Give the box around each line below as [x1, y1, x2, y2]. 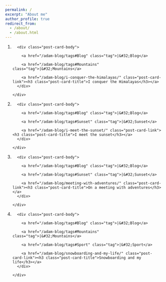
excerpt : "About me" [5, 12, 48, 17]
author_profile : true [5, 16, 50, 21]
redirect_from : [5, 21, 37, 26]
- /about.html [9, 30, 39, 35]
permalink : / [5, 7, 32, 12]
